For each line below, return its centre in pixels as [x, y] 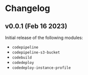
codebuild [22, 58]
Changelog [28, 8]
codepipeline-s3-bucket [36, 52]
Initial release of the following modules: [44, 37]
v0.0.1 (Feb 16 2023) [36, 26]
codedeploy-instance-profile [41, 68]
